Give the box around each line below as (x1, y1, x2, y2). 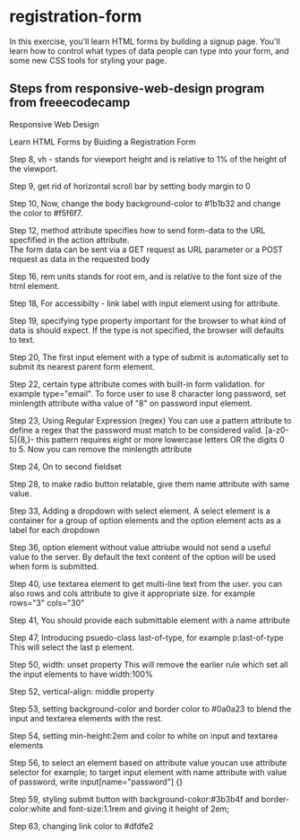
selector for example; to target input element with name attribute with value (9, 766, 287, 777)
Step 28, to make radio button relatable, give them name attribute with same (9, 478, 290, 489)
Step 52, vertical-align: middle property (9, 686, 155, 696)
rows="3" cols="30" (9, 597, 85, 608)
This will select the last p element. (9, 642, 134, 652)
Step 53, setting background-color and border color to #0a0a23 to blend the (9, 703, 292, 714)
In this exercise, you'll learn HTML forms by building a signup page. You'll (9, 36, 280, 47)
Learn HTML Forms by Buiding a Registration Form (9, 136, 196, 147)
